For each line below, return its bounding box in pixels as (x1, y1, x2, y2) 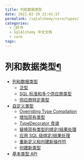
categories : (5, 20, 29, 26)
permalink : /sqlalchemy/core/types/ (5, 16, 79, 21)
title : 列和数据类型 (5, 7, 42, 12)
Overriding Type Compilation (19, 108, 77, 114)
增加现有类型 (19, 114, 45, 120)
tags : (5, 39, 16, 44)
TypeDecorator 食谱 (19, 120, 60, 126)
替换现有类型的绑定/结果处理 (19, 126, 77, 132)
